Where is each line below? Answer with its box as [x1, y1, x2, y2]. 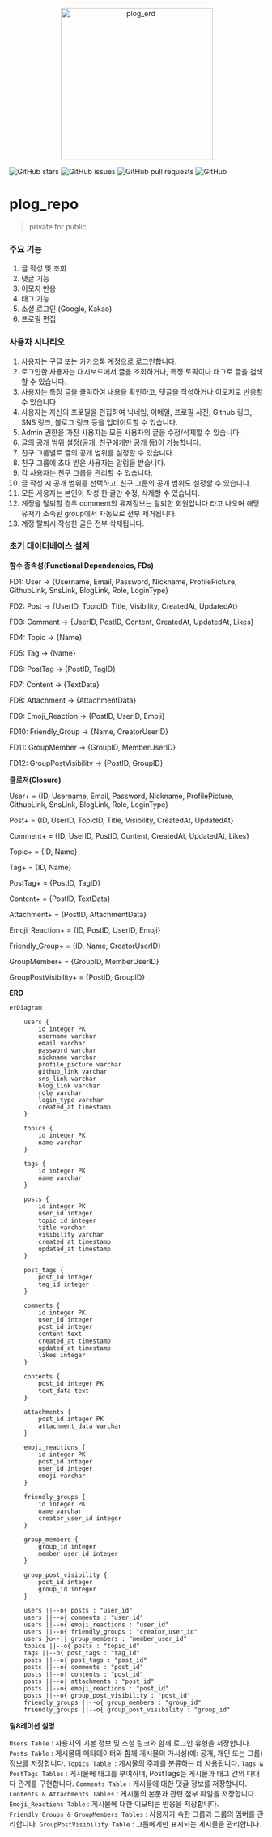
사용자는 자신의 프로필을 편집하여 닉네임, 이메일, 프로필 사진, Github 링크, [20, 407, 253, 417]
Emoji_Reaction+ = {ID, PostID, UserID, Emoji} [9, 925, 161, 935]
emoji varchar [38, 1472, 86, 1480]
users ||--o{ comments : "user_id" [23, 1613, 144, 1621]
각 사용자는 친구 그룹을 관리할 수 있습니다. [20, 468, 153, 477]
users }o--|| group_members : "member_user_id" [23, 1634, 187, 1643]
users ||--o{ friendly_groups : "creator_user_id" [23, 1627, 198, 1636]
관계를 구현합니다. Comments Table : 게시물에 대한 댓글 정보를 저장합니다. [17, 1779, 248, 1788]
